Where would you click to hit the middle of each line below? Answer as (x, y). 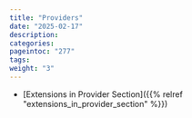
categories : (32, 43)
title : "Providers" (46, 18)
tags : (20, 60)
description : (34, 34)
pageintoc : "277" (42, 52)
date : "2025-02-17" (46, 26)
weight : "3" (32, 69)
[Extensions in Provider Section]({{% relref (103, 94)
